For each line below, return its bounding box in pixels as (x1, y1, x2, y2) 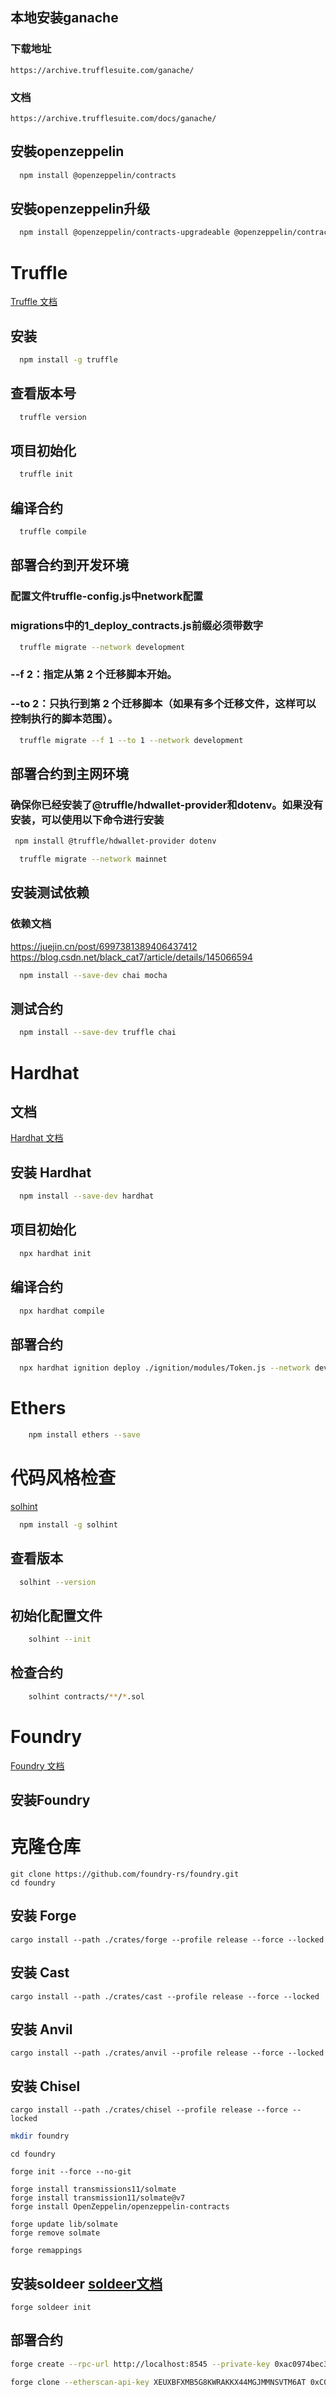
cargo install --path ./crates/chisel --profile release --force (10, 2105, 288, 2115)
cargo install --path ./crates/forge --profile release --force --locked (10, 1934, 325, 1945)
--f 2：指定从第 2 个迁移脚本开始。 (10, 668, 178, 682)
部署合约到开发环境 (10, 557, 129, 574)
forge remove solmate (10, 2228, 101, 2238)
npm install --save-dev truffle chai (19, 1028, 177, 1038)
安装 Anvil (10, 2021, 73, 2038)
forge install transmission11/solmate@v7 (10, 2193, 186, 2203)
